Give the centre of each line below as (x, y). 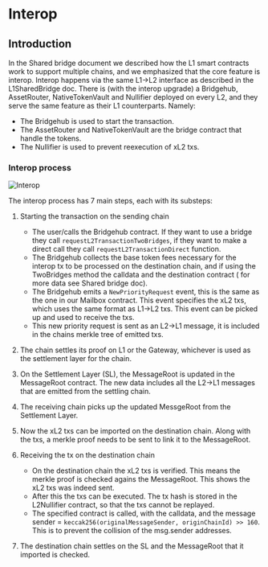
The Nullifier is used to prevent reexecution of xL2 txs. (110, 147)
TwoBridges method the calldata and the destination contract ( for (141, 275)
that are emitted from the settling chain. (85, 392)
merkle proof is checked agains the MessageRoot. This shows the (141, 479)
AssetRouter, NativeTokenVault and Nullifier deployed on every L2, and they (133, 97)
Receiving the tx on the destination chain (87, 455)
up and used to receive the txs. (83, 318)
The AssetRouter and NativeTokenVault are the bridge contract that (131, 130)
